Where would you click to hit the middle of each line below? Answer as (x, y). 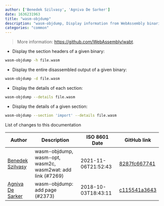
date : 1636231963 (23, 14)
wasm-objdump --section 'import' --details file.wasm (61, 115)
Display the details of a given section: (50, 106)
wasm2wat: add (53, 170)
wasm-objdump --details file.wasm (40, 97)
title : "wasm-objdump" (28, 19)
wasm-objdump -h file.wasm (32, 60)
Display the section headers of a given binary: (58, 51)
